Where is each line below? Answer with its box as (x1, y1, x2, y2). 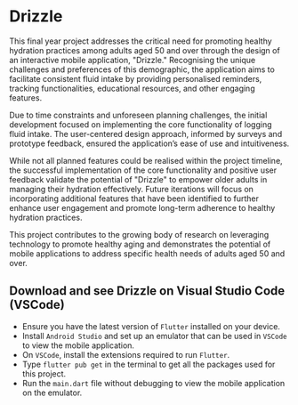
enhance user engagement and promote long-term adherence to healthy (9, 202, 276, 213)
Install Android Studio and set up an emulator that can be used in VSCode (21, 330, 287, 341)
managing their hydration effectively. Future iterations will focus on (9, 183, 254, 194)
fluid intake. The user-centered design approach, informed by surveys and (9, 128, 283, 139)
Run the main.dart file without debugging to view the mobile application (21, 377, 286, 388)
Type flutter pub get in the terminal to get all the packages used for (21, 359, 276, 369)
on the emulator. (21, 387, 83, 398)
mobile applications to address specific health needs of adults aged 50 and (9, 247, 286, 259)
